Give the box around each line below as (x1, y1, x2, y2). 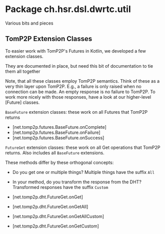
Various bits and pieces (5, 20, 53, 26)
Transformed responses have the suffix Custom (12, 184, 108, 190)
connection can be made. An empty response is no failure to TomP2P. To (5, 89, 156, 95)
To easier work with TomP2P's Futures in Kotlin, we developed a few (5, 48, 146, 54)
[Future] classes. (5, 99, 40, 105)
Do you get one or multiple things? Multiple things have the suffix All (12, 169, 155, 175)
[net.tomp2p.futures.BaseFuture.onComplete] (12, 124, 106, 130)
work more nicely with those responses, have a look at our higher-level (5, 94, 151, 100)
